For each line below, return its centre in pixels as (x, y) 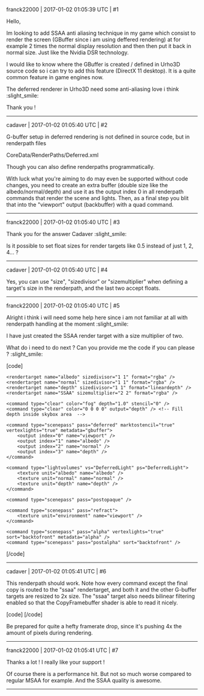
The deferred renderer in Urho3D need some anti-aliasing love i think (93, 89)
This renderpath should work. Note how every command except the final (97, 583)
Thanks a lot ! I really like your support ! (56, 662)
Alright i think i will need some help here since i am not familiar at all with (97, 318)
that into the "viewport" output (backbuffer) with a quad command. (90, 205)
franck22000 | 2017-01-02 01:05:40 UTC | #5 (63, 306)
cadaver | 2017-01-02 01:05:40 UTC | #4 (57, 270)
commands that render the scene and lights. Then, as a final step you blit (97, 198)
